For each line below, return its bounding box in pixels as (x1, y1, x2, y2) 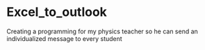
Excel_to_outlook (6, 4, 107, 20)
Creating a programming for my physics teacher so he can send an (6, 27, 199, 35)
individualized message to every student (6, 34, 122, 42)
